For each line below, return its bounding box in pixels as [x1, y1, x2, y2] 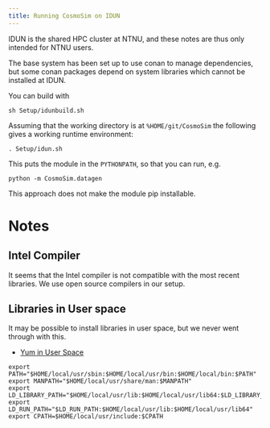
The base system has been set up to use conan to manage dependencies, [8, 58, 254, 68]
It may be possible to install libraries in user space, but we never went [8, 323, 239, 333]
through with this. [8, 332, 67, 342]
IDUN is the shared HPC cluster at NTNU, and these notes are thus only [8, 34, 245, 44]
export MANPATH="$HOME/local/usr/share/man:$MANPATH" [8, 377, 193, 385]
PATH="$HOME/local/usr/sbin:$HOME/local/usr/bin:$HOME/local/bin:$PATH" [8, 370, 257, 379]
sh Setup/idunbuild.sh [8, 106, 84, 114]
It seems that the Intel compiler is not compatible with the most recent [8, 270, 239, 280]
